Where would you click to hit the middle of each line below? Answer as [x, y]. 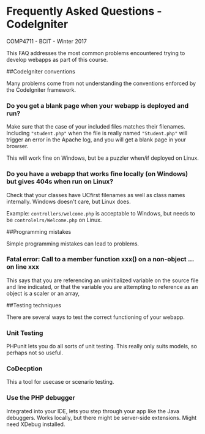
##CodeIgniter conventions [41, 71]
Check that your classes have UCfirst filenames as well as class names [96, 195]
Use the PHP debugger [41, 398]
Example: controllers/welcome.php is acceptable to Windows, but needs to [101, 213]
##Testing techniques [34, 305]
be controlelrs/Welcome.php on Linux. [54, 220]
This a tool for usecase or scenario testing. [60, 382]
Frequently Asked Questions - [84, 11]
